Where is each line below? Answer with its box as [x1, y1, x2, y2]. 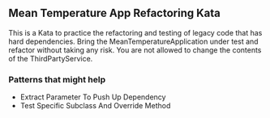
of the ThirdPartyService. [8, 53, 93, 63]
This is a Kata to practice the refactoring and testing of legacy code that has [8, 27, 263, 37]
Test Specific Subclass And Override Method [19, 101, 171, 111]
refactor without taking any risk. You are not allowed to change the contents [8, 44, 262, 55]
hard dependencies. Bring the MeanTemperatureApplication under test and [8, 36, 259, 46]
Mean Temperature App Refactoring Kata [8, 6, 221, 20]
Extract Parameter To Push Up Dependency [19, 92, 166, 102]
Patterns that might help [8, 74, 106, 85]
